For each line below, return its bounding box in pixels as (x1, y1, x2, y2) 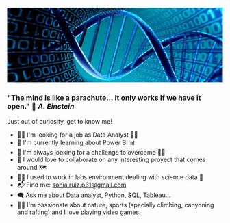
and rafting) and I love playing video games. (16, 208, 141, 216)
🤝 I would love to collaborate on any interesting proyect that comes (16, 155, 206, 163)
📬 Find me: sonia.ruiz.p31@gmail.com (16, 181, 127, 189)
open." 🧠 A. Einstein (7, 102, 75, 112)
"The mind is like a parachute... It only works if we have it (7, 93, 201, 103)
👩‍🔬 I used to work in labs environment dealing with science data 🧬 (16, 172, 204, 181)
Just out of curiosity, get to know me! (7, 117, 113, 125)
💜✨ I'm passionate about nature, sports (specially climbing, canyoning (16, 200, 214, 209)
